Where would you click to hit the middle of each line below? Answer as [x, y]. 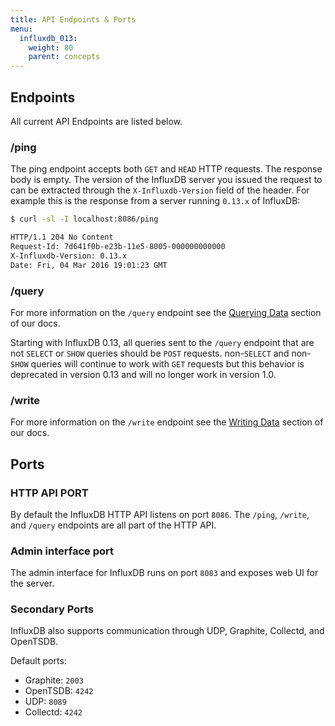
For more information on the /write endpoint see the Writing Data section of [167, 422]
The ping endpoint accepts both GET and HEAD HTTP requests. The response [166, 169]
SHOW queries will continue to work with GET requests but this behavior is [157, 363]
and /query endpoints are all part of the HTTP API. [113, 525]
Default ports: [38, 661]
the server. [32, 583]
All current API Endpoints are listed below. [96, 121]
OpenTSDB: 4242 [59, 691]
